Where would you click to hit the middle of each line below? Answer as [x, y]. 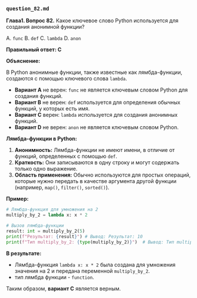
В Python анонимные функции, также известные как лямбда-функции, [94, 72]
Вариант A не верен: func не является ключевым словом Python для [101, 90]
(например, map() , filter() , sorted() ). [62, 188]
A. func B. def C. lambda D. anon [43, 38]
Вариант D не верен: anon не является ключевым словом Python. [96, 127]
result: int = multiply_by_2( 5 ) [45, 231]
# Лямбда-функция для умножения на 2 [52, 210]
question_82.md [28, 9]
